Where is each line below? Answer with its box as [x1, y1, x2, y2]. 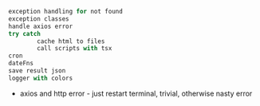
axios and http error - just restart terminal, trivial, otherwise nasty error [19, 88, 253, 98]
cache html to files [37, 37, 105, 45]
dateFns [8, 60, 34, 68]
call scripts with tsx [37, 45, 112, 53]
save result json [8, 67, 66, 75]
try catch [8, 29, 41, 37]
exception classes [8, 14, 69, 23]
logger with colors [8, 74, 73, 82]
